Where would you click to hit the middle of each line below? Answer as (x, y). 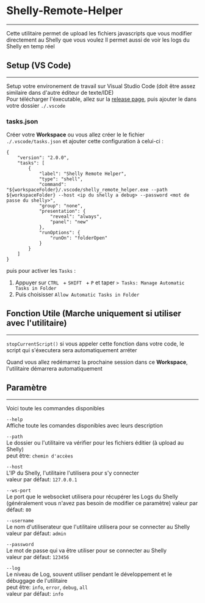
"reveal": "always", (76, 217)
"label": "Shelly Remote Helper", (83, 174)
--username (20, 520)
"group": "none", (61, 206)
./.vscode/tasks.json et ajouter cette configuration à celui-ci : (85, 141)
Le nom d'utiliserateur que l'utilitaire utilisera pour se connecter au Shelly (98, 527)
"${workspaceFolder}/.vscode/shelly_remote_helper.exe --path (87, 190)
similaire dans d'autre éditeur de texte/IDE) (60, 92)
